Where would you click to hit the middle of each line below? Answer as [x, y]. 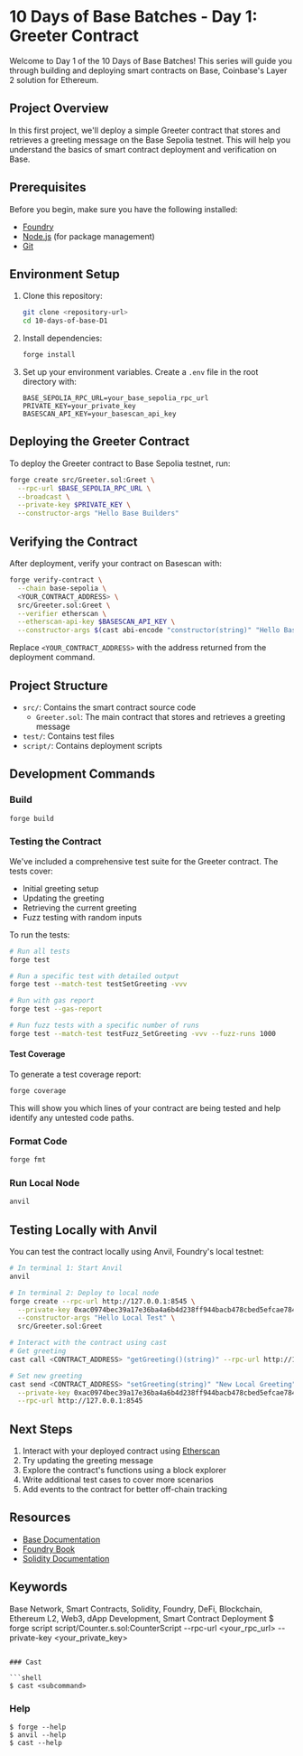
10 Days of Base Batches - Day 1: [133, 17]
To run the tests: [40, 934]
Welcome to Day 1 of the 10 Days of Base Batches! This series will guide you [151, 61]
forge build [32, 818]
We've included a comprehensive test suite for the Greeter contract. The [144, 861]
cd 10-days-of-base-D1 [65, 321]
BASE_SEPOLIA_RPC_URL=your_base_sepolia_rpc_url [115, 398]
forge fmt [28, 1160]
